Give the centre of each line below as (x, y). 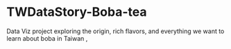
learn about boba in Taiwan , (47, 38)
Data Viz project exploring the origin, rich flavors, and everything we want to (115, 31)
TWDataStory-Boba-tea (77, 12)
